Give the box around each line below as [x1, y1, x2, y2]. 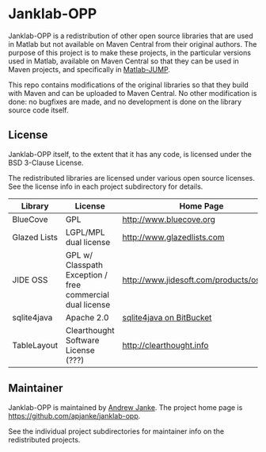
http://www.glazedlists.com [122, 232, 225, 243]
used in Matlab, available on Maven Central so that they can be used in [8, 56, 239, 66]
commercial [65, 289, 109, 300]
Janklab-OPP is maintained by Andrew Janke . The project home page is [8, 402, 243, 412]
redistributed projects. [8, 435, 81, 444]
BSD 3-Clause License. [8, 158, 84, 167]
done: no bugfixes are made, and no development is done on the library [8, 97, 242, 106]
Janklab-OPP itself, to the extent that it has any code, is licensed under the [8, 149, 252, 159]
